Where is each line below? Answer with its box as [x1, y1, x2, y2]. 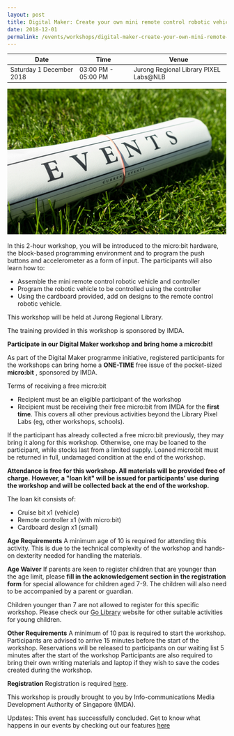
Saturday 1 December [10, 65, 74, 73]
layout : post [7, 11, 45, 18]
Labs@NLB [133, 73, 166, 81]
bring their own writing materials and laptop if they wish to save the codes [7, 659, 220, 667]
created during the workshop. [7, 666, 93, 675]
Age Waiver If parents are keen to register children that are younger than [7, 565, 217, 574]
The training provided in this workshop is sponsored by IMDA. [7, 327, 185, 335]
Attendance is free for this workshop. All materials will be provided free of [7, 467, 226, 475]
